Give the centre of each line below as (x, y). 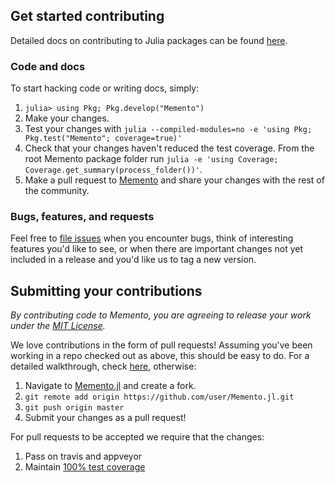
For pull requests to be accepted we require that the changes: (137, 437)
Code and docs (48, 66)
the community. (57, 191)
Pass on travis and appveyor (83, 456)
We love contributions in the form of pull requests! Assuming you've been (161, 345)
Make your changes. (67, 118)
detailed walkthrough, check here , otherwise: (103, 366)
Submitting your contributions (106, 290)
